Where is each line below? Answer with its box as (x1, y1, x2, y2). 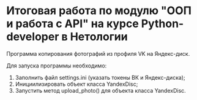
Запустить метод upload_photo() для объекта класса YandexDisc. (15, 87, 187, 94)
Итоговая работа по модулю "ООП (6, 4, 191, 18)
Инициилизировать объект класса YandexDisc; (15, 80, 138, 88)
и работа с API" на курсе (6, 17, 139, 31)
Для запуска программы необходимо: (6, 62, 107, 69)
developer (6, 30, 59, 44)
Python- (141, 17, 184, 31)
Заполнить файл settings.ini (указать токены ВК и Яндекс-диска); (15, 74, 185, 81)
